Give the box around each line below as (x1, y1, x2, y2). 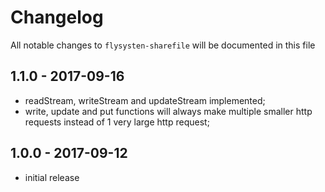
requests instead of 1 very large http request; (24, 116, 210, 128)
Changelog (10, 6, 104, 29)
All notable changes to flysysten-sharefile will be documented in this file (10, 39, 316, 51)
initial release (24, 171, 80, 183)
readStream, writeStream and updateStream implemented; (24, 94, 266, 106)
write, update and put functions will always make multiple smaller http (24, 105, 313, 117)
